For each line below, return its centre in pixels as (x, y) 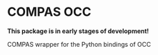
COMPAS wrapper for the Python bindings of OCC (79, 44)
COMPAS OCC (49, 12)
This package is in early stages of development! (78, 31)
